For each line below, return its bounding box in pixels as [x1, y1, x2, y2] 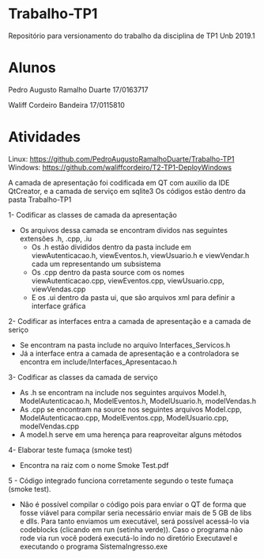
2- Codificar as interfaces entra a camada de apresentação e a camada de [8, 316, 251, 325]
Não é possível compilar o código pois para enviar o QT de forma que [19, 500, 247, 509]
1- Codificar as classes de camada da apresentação [8, 210, 178, 219]
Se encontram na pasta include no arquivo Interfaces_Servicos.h [19, 340, 231, 349]
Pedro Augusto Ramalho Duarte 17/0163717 [8, 85, 149, 94]
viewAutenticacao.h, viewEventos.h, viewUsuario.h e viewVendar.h [31, 250, 250, 260]
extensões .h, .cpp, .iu [19, 234, 92, 243]
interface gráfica [31, 301, 86, 310]
